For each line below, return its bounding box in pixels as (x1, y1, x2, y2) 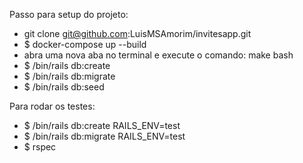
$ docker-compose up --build (23, 39, 147, 50)
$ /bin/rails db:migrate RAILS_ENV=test (23, 130, 186, 142)
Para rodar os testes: (9, 100, 96, 112)
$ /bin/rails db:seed (23, 81, 105, 93)
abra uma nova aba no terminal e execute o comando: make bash (23, 49, 294, 61)
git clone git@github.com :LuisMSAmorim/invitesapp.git (23, 28, 252, 39)
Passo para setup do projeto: (9, 9, 129, 20)
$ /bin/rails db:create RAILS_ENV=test (23, 120, 181, 131)
